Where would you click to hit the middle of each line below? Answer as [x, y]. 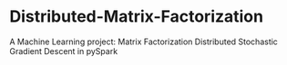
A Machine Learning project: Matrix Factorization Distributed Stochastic [143, 42]
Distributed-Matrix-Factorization [137, 17]
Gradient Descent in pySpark [64, 51]
